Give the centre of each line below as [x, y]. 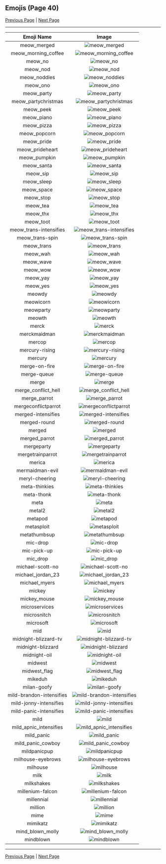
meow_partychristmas [37, 101]
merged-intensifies [37, 414]
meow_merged [38, 45]
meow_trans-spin [37, 237]
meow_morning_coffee [37, 53]
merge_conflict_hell [37, 390]
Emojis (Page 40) [32, 8]
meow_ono [37, 85]
